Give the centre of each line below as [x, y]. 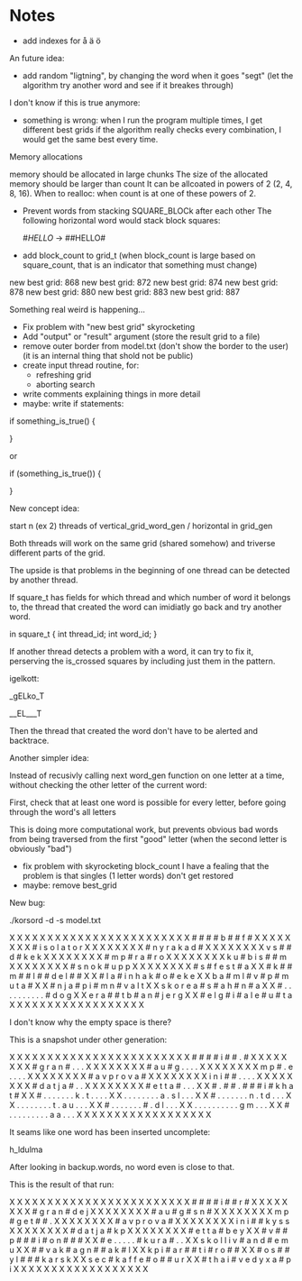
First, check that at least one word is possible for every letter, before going [148, 802]
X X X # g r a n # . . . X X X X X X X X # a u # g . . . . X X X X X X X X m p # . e [151, 1066]
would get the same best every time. [90, 139]
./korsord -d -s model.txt [55, 920]
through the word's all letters [63, 811]
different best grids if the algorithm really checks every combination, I [152, 129]
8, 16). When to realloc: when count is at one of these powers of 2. [133, 193]
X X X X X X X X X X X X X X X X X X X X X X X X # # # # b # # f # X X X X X [150, 938]
